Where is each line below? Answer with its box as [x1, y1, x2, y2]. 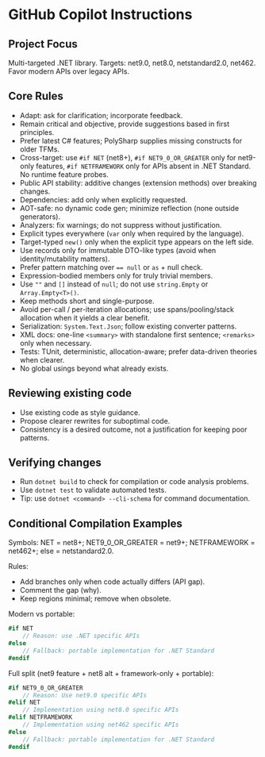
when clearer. [19, 355, 65, 364]
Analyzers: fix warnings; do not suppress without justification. [19, 220, 222, 229]
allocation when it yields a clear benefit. [19, 313, 151, 322]
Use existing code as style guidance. [19, 407, 140, 417]
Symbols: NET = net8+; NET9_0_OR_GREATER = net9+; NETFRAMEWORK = [8, 538, 255, 548]
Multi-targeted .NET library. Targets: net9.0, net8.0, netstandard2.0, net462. [8, 58, 256, 67]
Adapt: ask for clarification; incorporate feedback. [19, 110, 183, 120]
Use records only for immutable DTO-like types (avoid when [19, 245, 217, 255]
